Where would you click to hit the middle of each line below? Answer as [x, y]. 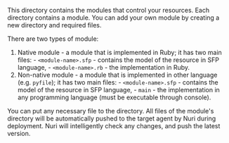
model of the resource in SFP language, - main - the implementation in [118, 90]
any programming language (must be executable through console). [114, 97]
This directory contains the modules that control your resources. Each [108, 10]
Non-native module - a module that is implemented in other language [117, 75]
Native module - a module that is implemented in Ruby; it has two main [120, 52]
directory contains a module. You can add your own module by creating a [113, 18]
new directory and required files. [54, 25]
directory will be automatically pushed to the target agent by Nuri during [112, 118]
